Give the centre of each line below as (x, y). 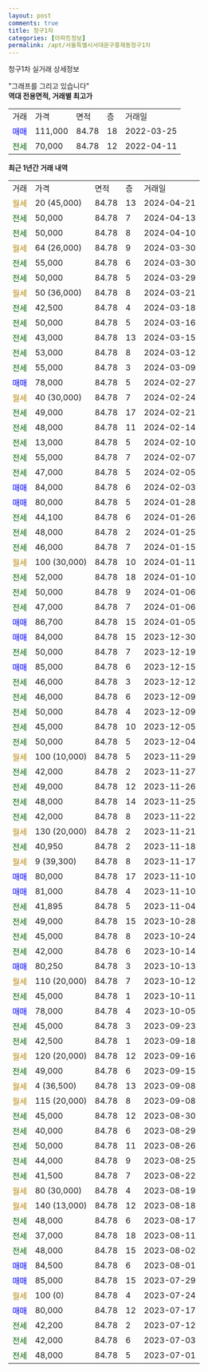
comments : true (33, 23)
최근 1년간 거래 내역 (38, 168)
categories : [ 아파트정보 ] (47, 38)
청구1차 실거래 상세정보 (44, 69)
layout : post (30, 16)
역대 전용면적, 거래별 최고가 (51, 96)
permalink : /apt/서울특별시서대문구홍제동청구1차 (80, 45)
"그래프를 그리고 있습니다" (49, 86)
